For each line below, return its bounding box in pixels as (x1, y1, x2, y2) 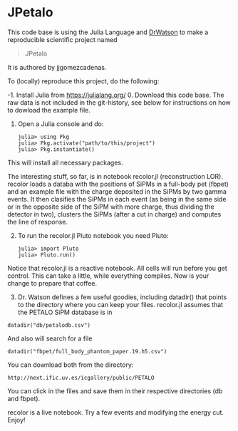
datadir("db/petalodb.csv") (7, 321, 91, 328)
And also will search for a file (7, 334, 93, 343)
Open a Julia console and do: (17, 119, 104, 128)
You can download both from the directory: (7, 360, 134, 369)
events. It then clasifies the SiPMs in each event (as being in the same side (7, 194, 227, 203)
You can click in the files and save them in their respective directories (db (7, 386, 223, 395)
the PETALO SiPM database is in (17, 308, 113, 316)
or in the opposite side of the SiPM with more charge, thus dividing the (7, 202, 215, 211)
